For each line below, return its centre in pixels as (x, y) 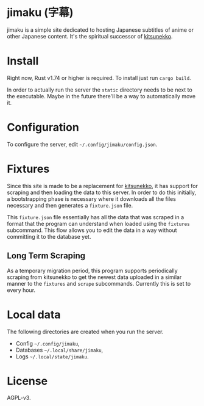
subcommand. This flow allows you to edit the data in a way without (92, 230)
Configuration (43, 127)
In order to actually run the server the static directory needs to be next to (100, 90)
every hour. (21, 290)
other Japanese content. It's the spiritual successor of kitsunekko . (90, 36)
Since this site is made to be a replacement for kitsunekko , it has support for (103, 186)
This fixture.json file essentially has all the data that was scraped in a (96, 217)
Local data (34, 314)
